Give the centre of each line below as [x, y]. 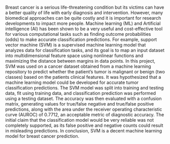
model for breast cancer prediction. [42, 136]
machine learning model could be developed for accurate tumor [72, 82]
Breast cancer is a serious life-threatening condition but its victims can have [85, 7]
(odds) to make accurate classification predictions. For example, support [81, 39]
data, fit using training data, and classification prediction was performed [81, 93]
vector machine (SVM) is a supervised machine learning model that [76, 45]
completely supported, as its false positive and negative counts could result [84, 125]
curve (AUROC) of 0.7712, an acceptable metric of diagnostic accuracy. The [85, 115]
